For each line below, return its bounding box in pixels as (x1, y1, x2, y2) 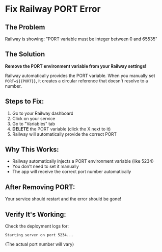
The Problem (5, 23, 45, 31)
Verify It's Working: (5, 210, 66, 219)
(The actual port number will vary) (5, 241, 74, 247)
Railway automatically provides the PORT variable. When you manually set (5, 73, 156, 78)
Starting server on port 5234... (5, 233, 74, 238)
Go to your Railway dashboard (12, 110, 74, 116)
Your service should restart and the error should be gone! (5, 196, 122, 202)
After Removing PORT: (5, 183, 75, 191)
